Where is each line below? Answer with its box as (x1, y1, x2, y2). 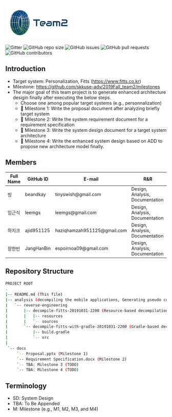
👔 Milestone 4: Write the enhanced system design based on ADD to (20, 137, 163, 144)
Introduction (5, 64, 46, 73)
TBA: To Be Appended (12, 401, 60, 407)
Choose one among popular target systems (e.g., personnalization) (20, 100, 162, 106)
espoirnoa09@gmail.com (55, 245, 109, 251)
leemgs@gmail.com (55, 209, 97, 216)
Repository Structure (5, 267, 74, 276)
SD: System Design (12, 395, 54, 401)
